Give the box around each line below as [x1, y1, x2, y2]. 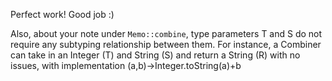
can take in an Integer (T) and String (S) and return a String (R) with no [10, 49, 301, 61]
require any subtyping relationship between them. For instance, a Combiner [10, 39, 322, 50]
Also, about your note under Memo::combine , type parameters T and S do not [10, 28, 323, 39]
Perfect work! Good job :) [10, 9, 115, 20]
